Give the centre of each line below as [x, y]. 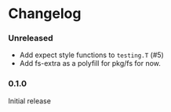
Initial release [29, 101]
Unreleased [31, 38]
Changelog [45, 14]
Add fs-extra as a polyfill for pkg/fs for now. [90, 63]
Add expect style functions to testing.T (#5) [92, 55]
